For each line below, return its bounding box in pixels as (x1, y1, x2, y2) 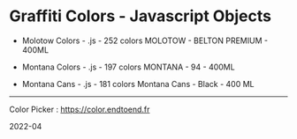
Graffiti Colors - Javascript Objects (9, 6, 272, 26)
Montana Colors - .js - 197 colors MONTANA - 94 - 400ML (21, 62, 236, 72)
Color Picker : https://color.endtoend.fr (9, 104, 150, 114)
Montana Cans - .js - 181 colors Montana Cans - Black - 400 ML (21, 78, 255, 89)
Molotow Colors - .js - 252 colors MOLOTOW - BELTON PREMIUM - (21, 35, 268, 46)
